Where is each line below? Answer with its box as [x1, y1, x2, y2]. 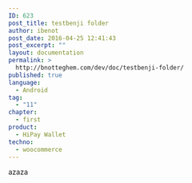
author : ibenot [8, 26, 59, 34]
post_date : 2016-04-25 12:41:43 [8, 34, 116, 42]
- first [15, 116, 42, 124]
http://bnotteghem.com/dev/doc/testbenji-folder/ [15, 64, 184, 72]
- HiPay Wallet [15, 130, 66, 138]
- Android [15, 86, 48, 94]
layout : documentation [8, 49, 84, 57]
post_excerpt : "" [8, 42, 66, 50]
